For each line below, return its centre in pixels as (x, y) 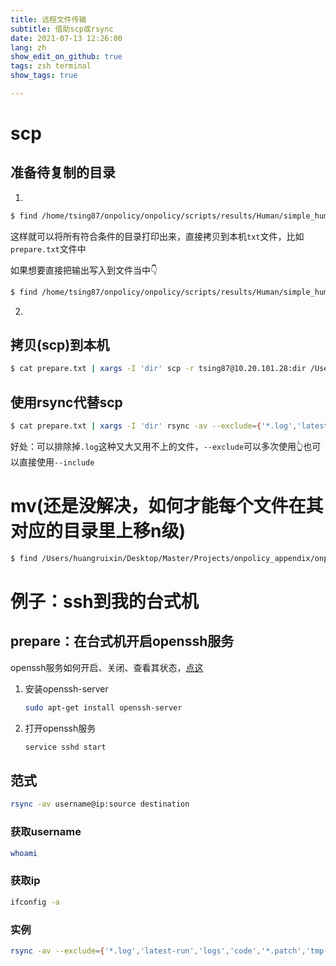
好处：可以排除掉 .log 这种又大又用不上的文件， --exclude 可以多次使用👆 (157, 446)
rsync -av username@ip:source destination (100, 804)
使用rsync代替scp (66, 402)
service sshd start (65, 747)
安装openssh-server (66, 688)
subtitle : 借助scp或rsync (62, 29)
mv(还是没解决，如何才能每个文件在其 (167, 506)
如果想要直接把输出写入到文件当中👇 (84, 270)
